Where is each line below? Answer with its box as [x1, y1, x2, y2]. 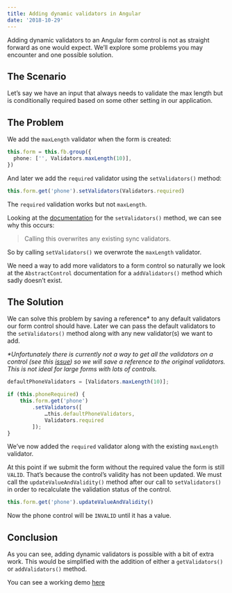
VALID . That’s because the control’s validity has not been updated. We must [7, 471, 222, 479]
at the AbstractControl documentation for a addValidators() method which [7, 268, 222, 277]
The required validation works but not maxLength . [7, 200, 147, 209]
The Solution [7, 296, 64, 308]
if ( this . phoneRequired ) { [7, 391, 85, 398]
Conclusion [7, 531, 58, 543]
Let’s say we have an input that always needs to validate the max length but [7, 89, 224, 97]
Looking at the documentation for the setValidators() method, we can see [7, 213, 222, 222]
